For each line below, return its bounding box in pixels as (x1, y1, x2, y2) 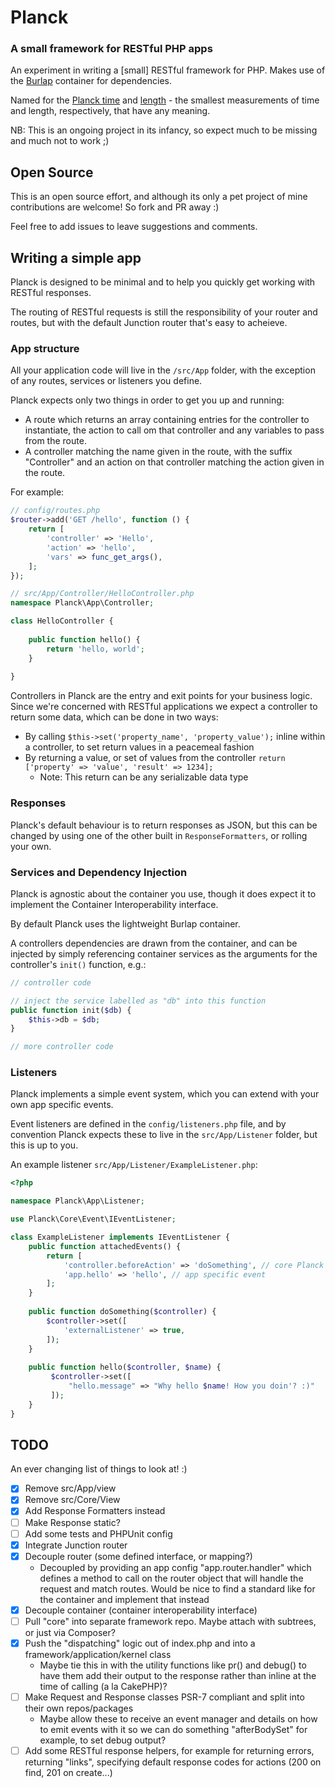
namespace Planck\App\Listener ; (10, 1196, 145, 1206)
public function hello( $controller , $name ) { (28, 1362, 222, 1373)
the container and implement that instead (39, 1593, 210, 1605)
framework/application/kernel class (24, 1648, 172, 1660)
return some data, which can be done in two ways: (10, 711, 219, 723)
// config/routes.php (10, 506, 101, 516)
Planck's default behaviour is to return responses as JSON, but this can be (10, 819, 318, 831)
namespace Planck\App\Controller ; (10, 598, 155, 608)
